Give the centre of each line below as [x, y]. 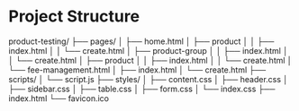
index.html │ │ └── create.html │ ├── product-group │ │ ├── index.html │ [149, 50]
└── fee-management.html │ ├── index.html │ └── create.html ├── [137, 70]
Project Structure [74, 17]
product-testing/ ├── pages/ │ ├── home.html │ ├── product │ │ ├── [141, 41]
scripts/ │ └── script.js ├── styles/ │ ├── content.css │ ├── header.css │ [149, 79]
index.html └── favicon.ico [59, 98]
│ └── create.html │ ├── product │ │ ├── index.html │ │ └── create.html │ [150, 60]
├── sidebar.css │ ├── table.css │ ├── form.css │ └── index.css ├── [142, 89]
